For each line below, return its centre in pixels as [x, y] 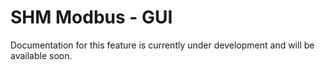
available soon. [41, 55]
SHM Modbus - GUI [91, 17]
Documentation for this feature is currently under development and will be [162, 45]
